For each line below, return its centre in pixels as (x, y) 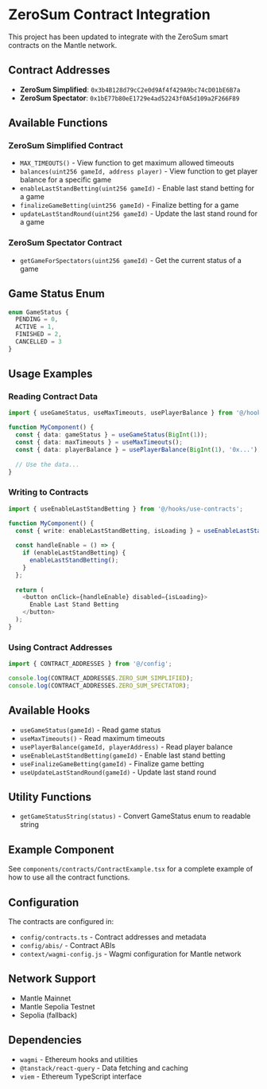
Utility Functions (50, 797)
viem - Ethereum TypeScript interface (81, 1076)
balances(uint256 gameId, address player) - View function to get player (139, 171)
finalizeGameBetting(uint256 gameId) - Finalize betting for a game (129, 206)
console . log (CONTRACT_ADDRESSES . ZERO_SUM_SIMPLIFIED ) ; (101, 678)
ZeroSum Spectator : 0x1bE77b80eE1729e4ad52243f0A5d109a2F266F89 (130, 98)
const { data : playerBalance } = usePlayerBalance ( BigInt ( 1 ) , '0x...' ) (137, 449)
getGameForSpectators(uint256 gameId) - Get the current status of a (131, 260)
